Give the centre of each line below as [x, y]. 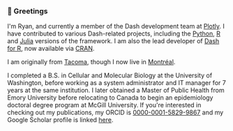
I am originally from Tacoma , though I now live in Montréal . [91, 62]
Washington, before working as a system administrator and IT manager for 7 [117, 83]
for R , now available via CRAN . [51, 49]
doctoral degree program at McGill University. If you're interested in [104, 105]
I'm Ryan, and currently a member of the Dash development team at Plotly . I [116, 26]
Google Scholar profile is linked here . [60, 120]
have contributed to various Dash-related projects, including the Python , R [114, 33]
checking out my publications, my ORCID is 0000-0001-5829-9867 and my [115, 113]
